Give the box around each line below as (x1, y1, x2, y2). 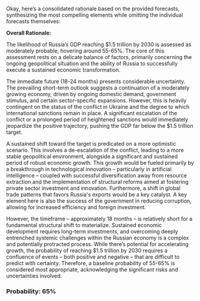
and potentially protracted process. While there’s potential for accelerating (6, 241, 189, 247)
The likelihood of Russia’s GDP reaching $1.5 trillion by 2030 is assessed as (6, 41, 192, 48)
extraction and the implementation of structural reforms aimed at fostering (6, 179, 189, 185)
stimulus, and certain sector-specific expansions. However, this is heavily (6, 97, 187, 104)
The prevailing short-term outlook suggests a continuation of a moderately (6, 84, 190, 91)
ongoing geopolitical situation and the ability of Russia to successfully (6, 60, 178, 67)
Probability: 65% (6, 287, 57, 295)
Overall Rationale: (6, 29, 52, 36)
